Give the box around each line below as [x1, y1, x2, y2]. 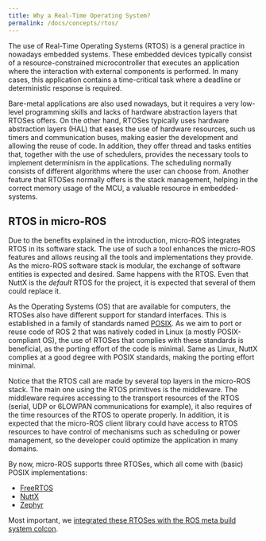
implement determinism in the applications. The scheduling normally [8, 158, 232, 167]
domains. [8, 444, 39, 453]
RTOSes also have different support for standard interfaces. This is [8, 310, 227, 320]
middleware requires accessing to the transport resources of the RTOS [8, 393, 240, 403]
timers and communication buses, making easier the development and [8, 132, 238, 142]
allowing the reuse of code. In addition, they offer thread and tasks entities [8, 141, 252, 150]
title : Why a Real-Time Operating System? [8, 11, 151, 20]
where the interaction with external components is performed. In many [8, 66, 239, 76]
